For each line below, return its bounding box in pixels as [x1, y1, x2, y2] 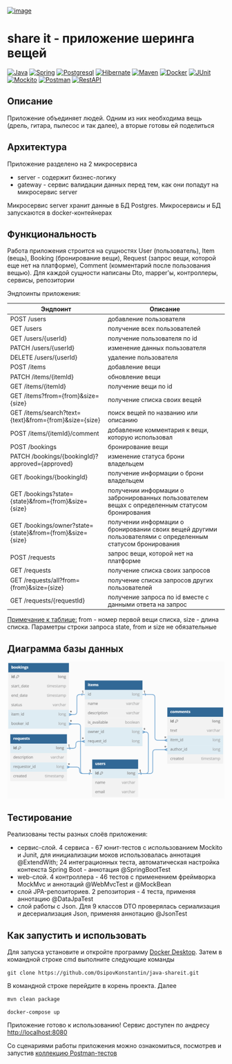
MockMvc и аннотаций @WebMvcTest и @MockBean [17, 880, 171, 889]
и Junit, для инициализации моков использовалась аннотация [17, 851, 201, 859]
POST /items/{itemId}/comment [10, 429, 99, 438]
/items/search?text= [23, 408, 81, 417]
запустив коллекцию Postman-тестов [7, 1049, 117, 1057]
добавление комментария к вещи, [108, 426, 209, 434]
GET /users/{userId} [10, 334, 67, 342]
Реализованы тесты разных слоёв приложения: [7, 830, 148, 839]
